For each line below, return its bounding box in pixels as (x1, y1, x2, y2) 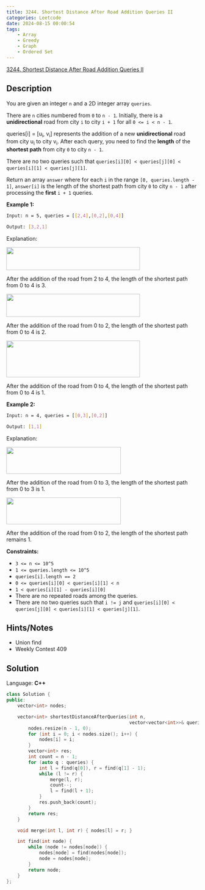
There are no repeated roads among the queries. (15, 592, 138, 599)
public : (6, 697, 26, 703)
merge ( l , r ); (49, 776, 84, 783)
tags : (6, 26, 20, 32)
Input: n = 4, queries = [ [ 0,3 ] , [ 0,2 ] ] (6, 412, 108, 418)
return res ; (28, 810, 59, 816)
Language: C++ (6, 679, 46, 687)
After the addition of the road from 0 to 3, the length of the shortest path (6, 478, 188, 486)
